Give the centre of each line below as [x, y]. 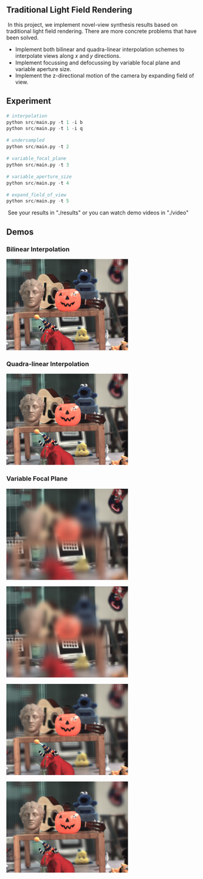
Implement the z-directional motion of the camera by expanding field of [105, 75]
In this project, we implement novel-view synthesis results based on [93, 24]
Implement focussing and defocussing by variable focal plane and [98, 63]
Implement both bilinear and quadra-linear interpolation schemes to [100, 49]
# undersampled [26, 140]
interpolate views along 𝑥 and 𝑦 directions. [68, 56]
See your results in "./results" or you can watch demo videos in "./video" [98, 213]
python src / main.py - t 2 [38, 147]
